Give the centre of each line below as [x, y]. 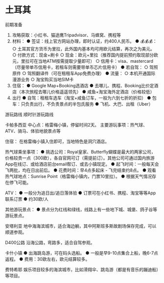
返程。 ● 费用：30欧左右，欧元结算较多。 [47, 259]
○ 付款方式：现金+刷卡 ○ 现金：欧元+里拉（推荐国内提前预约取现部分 [83, 55]
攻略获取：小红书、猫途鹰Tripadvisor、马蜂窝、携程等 [67, 35]
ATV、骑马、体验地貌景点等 [33, 131]
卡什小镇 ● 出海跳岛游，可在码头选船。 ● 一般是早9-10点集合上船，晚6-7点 [82, 253]
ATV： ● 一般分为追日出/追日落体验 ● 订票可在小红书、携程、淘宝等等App [81, 193]
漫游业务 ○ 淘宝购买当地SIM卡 [43, 79]
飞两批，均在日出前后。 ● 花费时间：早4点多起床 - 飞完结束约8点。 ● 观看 [81, 170]
